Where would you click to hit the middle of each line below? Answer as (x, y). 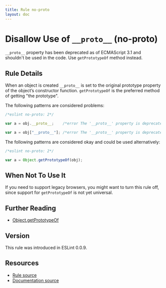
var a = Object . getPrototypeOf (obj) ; (44, 160)
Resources (22, 263)
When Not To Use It (35, 176)
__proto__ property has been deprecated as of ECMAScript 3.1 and (73, 53)
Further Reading (31, 208)
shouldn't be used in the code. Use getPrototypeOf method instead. (74, 58)
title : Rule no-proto (27, 10)
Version (17, 236)
